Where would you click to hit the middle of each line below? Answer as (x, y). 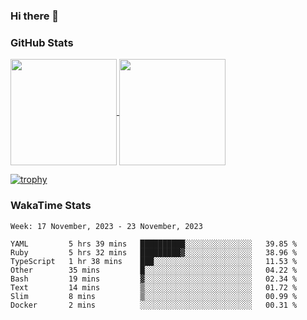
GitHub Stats (42, 42)
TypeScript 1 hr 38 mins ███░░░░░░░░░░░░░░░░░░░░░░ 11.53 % (154, 261)
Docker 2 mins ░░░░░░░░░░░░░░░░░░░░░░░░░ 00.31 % (154, 305)
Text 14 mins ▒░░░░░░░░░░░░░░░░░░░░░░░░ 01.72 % (154, 287)
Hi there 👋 (35, 16)
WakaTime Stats (51, 206)
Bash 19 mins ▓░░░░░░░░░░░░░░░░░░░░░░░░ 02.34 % (154, 279)
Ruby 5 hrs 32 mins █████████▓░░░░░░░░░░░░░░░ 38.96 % (154, 252)
